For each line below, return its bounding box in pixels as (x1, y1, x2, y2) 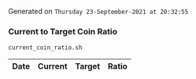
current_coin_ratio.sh (8, 44, 83, 52)
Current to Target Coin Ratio (8, 26, 118, 37)
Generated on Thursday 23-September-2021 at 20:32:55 (8, 7, 189, 16)
